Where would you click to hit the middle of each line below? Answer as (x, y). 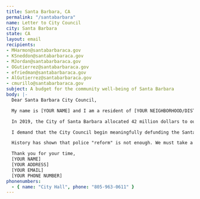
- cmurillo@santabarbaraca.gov (45, 84)
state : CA (18, 34)
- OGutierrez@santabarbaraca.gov (48, 67)
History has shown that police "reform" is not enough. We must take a (102, 143)
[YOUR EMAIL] (28, 170)
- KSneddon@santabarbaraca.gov (45, 56)
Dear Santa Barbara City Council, (54, 100)
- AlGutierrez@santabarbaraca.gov (49, 78)
